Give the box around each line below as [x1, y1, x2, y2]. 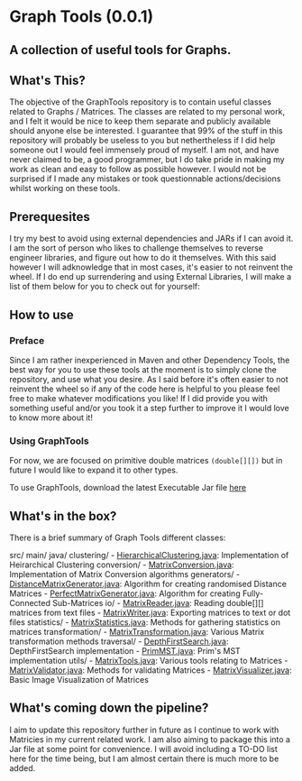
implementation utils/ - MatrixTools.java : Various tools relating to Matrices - [9, 656, 288, 666]
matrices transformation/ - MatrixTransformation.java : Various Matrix [9, 627, 265, 637]
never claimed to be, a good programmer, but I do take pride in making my [9, 154, 286, 165]
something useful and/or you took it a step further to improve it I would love [9, 402, 290, 413]
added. [9, 762, 36, 773]
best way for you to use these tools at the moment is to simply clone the [9, 363, 277, 375]
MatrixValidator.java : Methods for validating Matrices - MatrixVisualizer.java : [9, 665, 292, 675]
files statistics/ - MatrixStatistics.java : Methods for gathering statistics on [9, 617, 281, 628]
